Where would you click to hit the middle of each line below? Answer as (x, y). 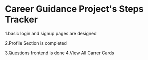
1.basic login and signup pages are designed (51, 33)
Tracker (22, 20)
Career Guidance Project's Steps (74, 9)
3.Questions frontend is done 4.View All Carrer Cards (60, 53)
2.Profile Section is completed (36, 43)
